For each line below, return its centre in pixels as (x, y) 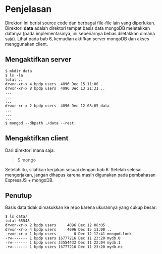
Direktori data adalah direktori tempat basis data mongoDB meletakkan (78, 28)
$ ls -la (14, 75)
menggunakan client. (27, 44)
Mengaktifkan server (38, 60)
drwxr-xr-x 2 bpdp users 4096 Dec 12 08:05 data (57, 106)
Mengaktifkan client (37, 138)
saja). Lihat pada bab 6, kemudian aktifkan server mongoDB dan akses (77, 39)
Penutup (19, 195)
